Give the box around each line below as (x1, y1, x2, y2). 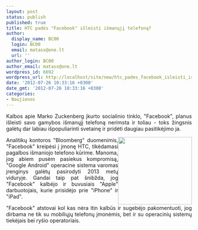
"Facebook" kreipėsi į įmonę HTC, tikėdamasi (6, 143, 118, 150)
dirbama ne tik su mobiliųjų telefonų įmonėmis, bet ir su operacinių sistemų (6, 211, 192, 218)
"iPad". (6, 193, 23, 200)
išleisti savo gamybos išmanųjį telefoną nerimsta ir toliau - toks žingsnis (6, 119, 192, 126)
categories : (6, 91, 35, 97)
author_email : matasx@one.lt (6, 63, 78, 70)
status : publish (6, 14, 46, 20)
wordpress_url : (6, 74, 44, 80)
